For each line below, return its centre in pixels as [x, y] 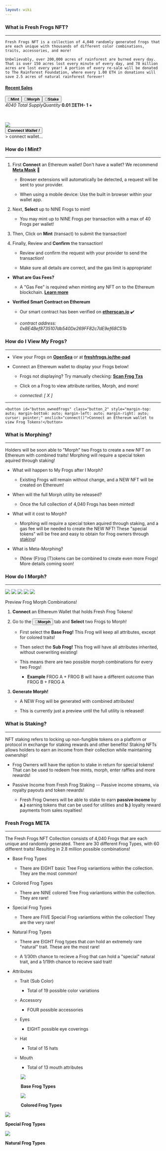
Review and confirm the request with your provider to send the [83, 253]
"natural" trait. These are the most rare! [60, 947]
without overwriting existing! [48, 652]
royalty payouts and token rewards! [48, 790]
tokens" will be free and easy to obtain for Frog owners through [84, 534]
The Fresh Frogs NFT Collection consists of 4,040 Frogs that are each [76, 838]
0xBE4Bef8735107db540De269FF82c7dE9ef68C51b [73, 329]
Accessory [31, 1000]
